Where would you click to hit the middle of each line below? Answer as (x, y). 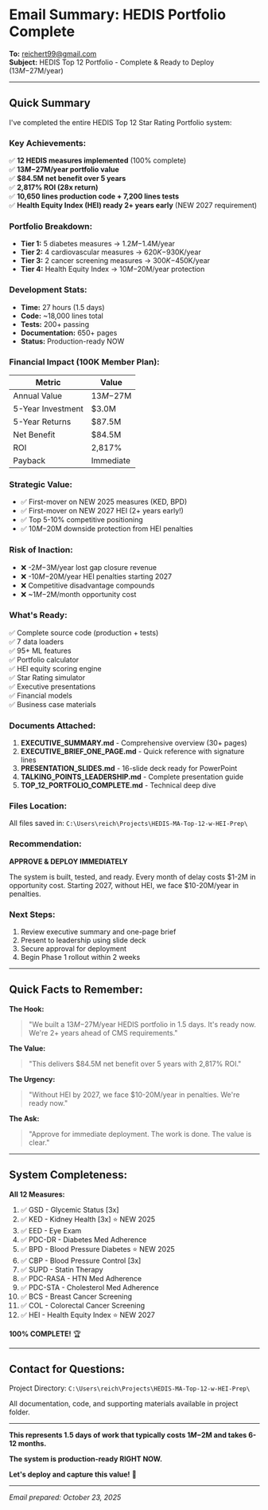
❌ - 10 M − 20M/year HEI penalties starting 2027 (96, 576)
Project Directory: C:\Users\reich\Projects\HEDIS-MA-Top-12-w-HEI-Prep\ (130, 1388)
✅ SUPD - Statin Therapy (62, 1269)
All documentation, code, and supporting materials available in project (124, 1404)
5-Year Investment (49, 408)
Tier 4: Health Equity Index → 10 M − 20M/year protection (113, 269)
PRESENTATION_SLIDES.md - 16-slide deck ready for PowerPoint (129, 769)
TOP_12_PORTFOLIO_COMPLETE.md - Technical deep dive (118, 785)
